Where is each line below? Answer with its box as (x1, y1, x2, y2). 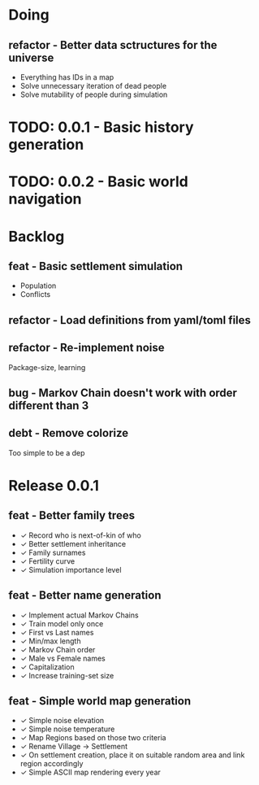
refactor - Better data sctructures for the (8, 38, 218, 52)
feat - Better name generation (8, 588, 162, 603)
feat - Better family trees (8, 508, 136, 522)
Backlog (8, 227, 65, 246)
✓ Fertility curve (19, 556, 76, 566)
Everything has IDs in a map (19, 72, 114, 82)
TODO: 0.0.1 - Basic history (8, 118, 194, 137)
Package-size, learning (8, 362, 86, 372)
